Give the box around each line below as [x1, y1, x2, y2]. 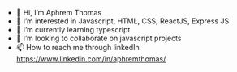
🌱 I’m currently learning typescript [15, 25, 131, 34]
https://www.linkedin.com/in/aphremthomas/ [15, 54, 166, 64]
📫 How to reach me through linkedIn [15, 43, 140, 52]
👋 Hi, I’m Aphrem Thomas [15, 8, 102, 17]
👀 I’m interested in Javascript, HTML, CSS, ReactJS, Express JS [15, 16, 230, 26]
